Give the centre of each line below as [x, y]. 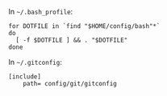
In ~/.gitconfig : [35, 62]
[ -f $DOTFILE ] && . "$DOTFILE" [72, 40]
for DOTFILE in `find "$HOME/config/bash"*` [84, 26]
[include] [25, 77]
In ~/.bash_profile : [41, 12]
